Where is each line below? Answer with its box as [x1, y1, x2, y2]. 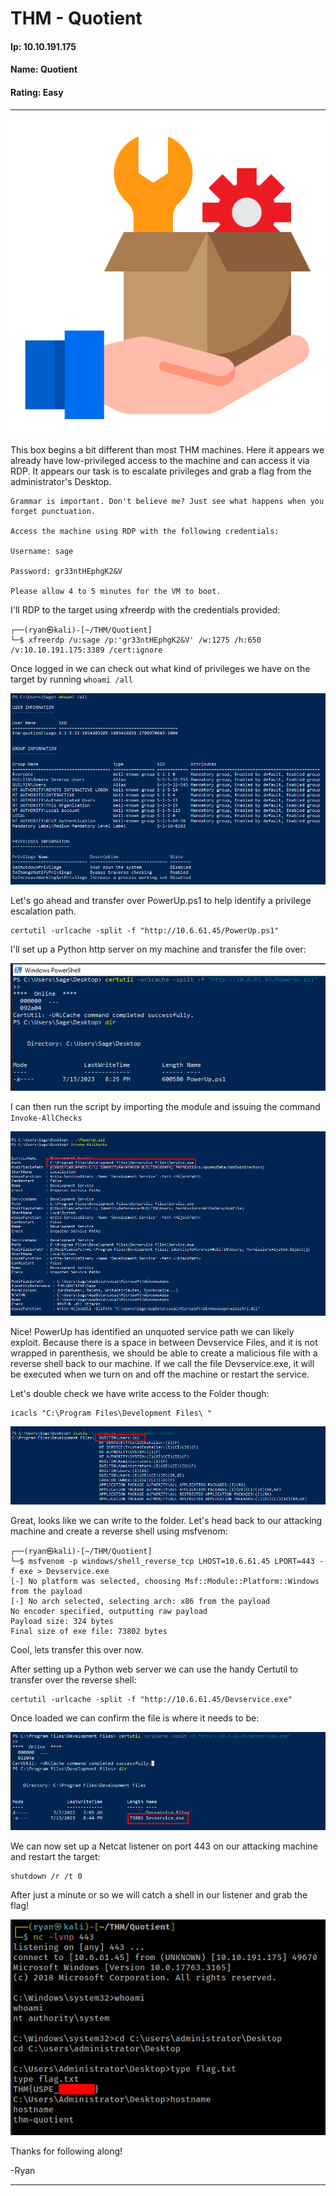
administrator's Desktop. [10, 475, 112, 487]
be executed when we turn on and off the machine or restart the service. [10, 1368, 310, 1380]
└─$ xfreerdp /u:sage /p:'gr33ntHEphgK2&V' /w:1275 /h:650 [10, 635, 262, 645]
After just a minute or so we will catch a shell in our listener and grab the [10, 1888, 308, 1901]
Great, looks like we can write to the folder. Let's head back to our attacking [10, 1515, 323, 1527]
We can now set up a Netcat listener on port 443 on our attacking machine [10, 1840, 318, 1852]
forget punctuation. [10, 506, 97, 516]
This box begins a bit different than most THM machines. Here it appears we [10, 443, 325, 456]
